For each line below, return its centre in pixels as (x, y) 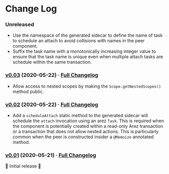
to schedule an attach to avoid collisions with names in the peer (78, 41)
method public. (28, 92)
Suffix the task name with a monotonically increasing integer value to (84, 51)
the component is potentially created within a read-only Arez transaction (88, 126)
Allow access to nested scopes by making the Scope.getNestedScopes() (87, 86)
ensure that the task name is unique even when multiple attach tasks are (88, 57)
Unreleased (20, 25)
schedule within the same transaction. (52, 62)
